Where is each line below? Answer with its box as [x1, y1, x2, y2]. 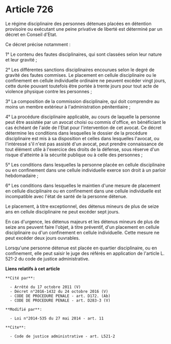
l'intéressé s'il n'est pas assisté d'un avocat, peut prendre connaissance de [5, 141, 164, 147]
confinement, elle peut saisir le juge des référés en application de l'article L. [5, 250, 165, 256]
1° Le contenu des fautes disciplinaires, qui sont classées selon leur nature [5, 51, 162, 57]
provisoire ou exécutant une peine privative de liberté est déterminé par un [5, 26, 163, 32]
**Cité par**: [5, 275, 36, 281]
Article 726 [5, 4, 54, 15]
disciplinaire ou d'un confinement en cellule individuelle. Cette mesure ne [5, 229, 160, 235]
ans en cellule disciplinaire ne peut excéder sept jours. [5, 208, 120, 214]
